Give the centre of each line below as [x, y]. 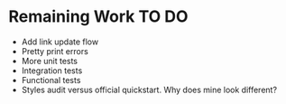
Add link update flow [60, 42]
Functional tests [51, 80]
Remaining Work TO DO [98, 17]
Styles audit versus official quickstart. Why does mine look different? [149, 90]
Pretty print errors [55, 51]
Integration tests [52, 71]
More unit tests [50, 61]
